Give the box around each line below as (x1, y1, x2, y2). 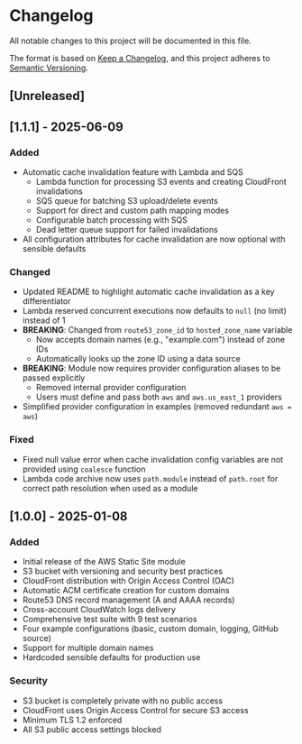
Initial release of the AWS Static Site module (22, 556, 187, 567)
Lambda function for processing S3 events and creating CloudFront (35, 177, 287, 188)
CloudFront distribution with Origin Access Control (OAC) (22, 575, 234, 586)
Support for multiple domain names (22, 642, 154, 654)
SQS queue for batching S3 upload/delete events (35, 196, 218, 207)
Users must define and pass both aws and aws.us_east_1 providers (35, 391, 282, 402)
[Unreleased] (9, 88, 86, 104)
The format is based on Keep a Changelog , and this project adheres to (9, 52, 270, 63)
